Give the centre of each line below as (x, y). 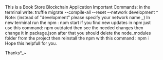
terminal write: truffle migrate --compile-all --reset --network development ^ (81, 12)
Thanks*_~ (16, 53)
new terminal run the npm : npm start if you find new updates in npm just (78, 22)
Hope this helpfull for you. (31, 43)
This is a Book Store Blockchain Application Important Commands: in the (78, 7)
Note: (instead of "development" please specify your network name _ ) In (78, 17)
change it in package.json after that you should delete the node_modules (78, 33)
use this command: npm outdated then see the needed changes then (74, 28)
